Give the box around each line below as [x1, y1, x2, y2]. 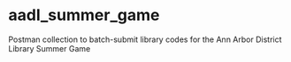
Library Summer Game [8, 43, 91, 53]
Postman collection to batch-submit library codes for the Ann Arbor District [8, 34, 282, 45]
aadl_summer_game [8, 5, 160, 25]
